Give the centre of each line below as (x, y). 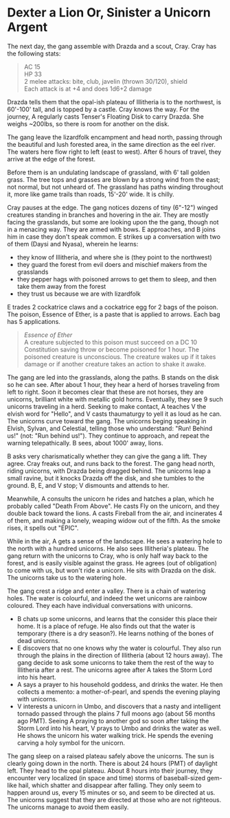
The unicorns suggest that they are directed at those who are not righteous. (114, 799)
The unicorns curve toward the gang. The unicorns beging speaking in (107, 421)
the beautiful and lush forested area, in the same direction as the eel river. (112, 144)
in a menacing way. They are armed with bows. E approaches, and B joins (112, 229)
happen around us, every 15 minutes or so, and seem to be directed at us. (111, 792)
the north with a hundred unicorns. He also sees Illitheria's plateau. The (108, 548)
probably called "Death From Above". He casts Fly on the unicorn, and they (113, 506)
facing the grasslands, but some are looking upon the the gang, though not (113, 222)
